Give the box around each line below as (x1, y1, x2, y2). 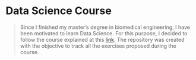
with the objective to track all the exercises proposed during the (20, 42, 176, 49)
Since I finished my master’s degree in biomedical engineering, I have (20, 24, 191, 31)
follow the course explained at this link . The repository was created (20, 36, 185, 43)
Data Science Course (5, 4, 112, 18)
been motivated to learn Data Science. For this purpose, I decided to (20, 29, 188, 36)
